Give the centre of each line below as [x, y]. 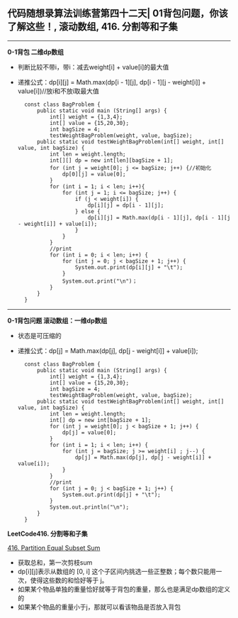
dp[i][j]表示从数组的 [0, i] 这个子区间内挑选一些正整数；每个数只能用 [117, 571]
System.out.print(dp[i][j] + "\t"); [129, 267]
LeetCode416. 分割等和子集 [48, 533]
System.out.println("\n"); [89, 507]
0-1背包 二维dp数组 [35, 52]
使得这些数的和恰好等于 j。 [69, 580]
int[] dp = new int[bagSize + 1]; [100, 420]
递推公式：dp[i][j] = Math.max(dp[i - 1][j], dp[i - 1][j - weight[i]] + [112, 82]
